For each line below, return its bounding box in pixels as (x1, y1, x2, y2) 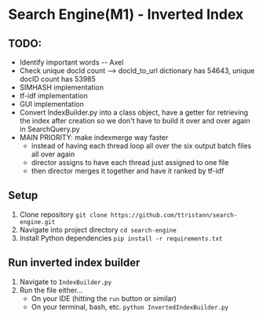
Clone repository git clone (19, 210, 108, 219)
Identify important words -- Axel (19, 57, 124, 67)
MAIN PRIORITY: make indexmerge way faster (19, 133, 169, 142)
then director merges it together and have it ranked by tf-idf (31, 167, 225, 175)
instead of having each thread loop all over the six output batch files (31, 141, 252, 150)
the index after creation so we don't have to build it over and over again (19, 116, 250, 125)
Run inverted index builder (8, 256, 141, 269)
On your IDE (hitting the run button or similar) (31, 293, 177, 303)
